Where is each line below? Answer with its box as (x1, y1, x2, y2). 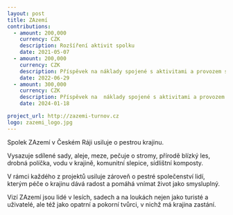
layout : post (7, 10, 45, 17)
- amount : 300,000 (13, 81, 67, 88)
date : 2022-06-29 (19, 74, 70, 82)
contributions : (7, 23, 51, 30)
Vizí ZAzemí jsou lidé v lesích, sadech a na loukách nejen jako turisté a (7, 193, 209, 201)
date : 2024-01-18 (19, 100, 70, 107)
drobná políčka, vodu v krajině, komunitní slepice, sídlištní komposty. (7, 158, 203, 167)
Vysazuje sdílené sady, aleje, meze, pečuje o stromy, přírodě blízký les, (7, 151, 211, 160)
